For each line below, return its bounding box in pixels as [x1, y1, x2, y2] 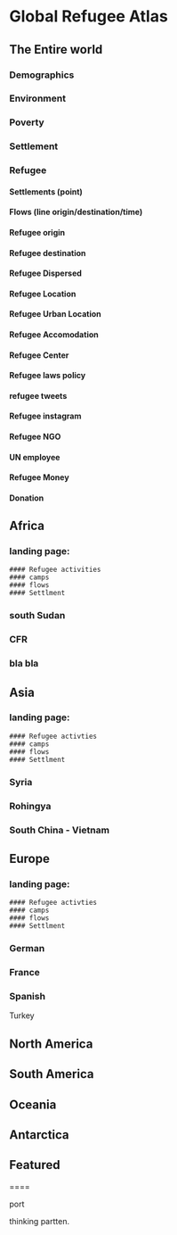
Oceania [9, 1097, 57, 1112]
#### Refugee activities [9, 565, 101, 575]
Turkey [9, 1010, 35, 1021]
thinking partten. [9, 1215, 69, 1226]
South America [9, 1066, 94, 1082]
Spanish [9, 990, 46, 1003]
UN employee [9, 452, 60, 462]
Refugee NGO [9, 431, 61, 442]
